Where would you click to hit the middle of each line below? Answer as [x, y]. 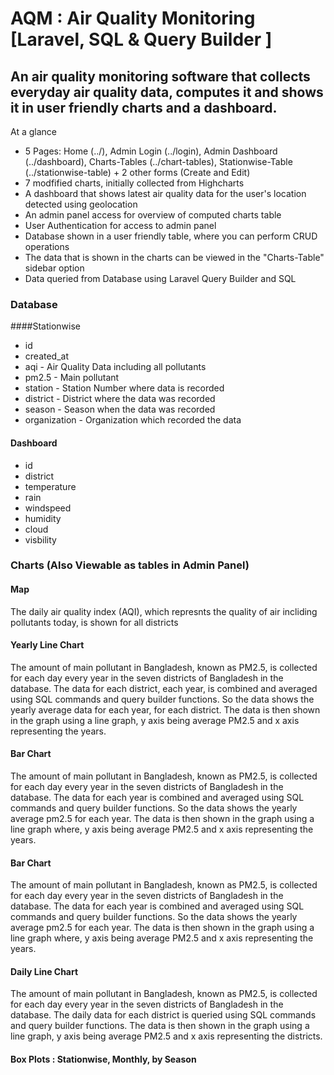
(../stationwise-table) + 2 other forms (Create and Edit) [137, 172]
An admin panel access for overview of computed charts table [153, 215]
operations [47, 246]
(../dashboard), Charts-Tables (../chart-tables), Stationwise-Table [158, 161]
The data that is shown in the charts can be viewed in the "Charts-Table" [174, 257]
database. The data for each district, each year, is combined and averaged [164, 688]
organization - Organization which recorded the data [133, 420]
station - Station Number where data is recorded [124, 388]
